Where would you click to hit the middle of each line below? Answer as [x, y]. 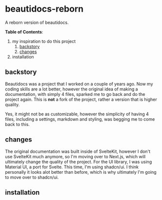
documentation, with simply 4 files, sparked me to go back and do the [75, 94]
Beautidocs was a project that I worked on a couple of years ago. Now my [79, 84]
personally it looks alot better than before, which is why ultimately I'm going [81, 172]
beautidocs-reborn [44, 9]
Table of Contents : [24, 32]
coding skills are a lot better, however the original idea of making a [72, 89]
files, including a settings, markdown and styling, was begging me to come [80, 119]
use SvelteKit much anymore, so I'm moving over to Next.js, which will [75, 156]
